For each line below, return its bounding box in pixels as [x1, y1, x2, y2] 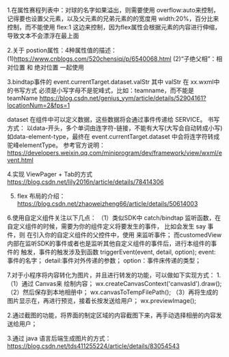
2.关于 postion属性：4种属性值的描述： [7, 47, 118, 54]
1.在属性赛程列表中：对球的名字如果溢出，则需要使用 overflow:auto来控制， [7, 6, 220, 14]
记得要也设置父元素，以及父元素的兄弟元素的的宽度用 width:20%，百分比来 [7, 14, 219, 23]
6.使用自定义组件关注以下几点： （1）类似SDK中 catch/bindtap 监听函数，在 [7, 214, 221, 222]
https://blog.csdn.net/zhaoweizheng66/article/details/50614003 [16, 200, 198, 207]
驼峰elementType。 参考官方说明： [7, 141, 106, 149]
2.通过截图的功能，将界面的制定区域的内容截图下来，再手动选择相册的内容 [7, 311, 217, 319]
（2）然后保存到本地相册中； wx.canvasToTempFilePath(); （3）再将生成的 [7, 288, 219, 296]
